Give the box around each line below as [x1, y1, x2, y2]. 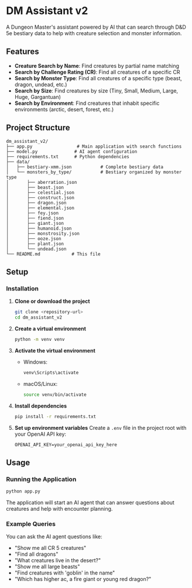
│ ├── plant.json [6, 241, 64, 247]
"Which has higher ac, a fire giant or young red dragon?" [14, 576, 152, 583]
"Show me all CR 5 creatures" [14, 545, 87, 552]
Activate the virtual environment [14, 347, 95, 354]
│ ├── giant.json [6, 220, 64, 226]
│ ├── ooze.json [6, 235, 61, 241]
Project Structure [6, 123, 70, 133]
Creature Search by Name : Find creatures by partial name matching [14, 62, 180, 69]
